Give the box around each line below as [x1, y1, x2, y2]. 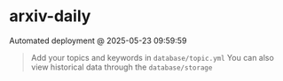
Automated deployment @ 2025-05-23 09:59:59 [9, 35, 187, 46]
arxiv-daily [9, 6, 91, 26]
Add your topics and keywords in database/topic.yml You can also [30, 52, 275, 63]
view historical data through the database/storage [30, 62, 213, 72]
